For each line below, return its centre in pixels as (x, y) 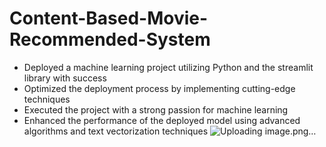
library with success (65, 78)
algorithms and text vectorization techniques (116, 131)
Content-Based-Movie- (109, 18)
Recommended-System (110, 39)
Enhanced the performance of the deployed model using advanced (162, 120)
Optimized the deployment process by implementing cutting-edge (159, 88)
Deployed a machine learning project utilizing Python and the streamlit (168, 67)
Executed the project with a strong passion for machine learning (156, 109)
